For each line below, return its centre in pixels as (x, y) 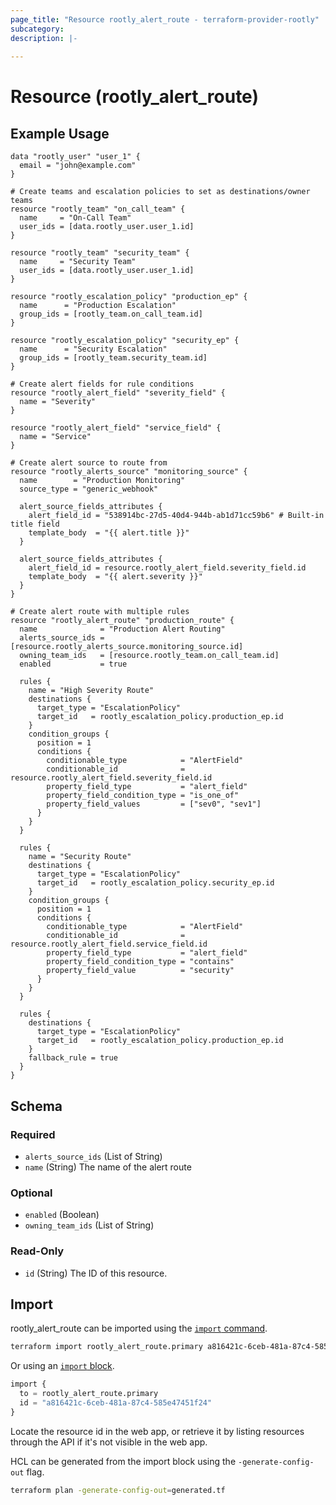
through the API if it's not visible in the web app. (109, 1442)
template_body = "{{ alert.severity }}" (115, 577)
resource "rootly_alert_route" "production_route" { (122, 621)
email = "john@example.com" (78, 166)
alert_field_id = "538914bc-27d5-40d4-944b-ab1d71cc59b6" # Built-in (176, 516)
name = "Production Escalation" (98, 306)
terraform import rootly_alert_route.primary (106, 1347)
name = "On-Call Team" (75, 218)
